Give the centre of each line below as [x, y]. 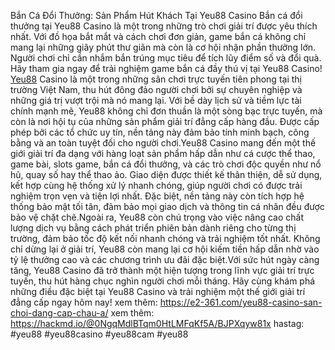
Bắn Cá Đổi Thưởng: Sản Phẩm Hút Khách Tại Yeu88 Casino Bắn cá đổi [156, 15]
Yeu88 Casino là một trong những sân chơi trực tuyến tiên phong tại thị [156, 79]
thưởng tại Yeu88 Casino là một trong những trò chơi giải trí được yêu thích [164, 26]
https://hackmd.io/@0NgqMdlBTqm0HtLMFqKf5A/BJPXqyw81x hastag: [157, 323]
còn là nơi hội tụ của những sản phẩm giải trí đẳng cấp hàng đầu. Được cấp [165, 121]
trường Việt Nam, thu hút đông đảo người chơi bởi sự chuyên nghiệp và [156, 89]
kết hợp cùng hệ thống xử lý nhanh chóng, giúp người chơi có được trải [156, 185]
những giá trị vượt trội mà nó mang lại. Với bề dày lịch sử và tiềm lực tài [156, 100]
